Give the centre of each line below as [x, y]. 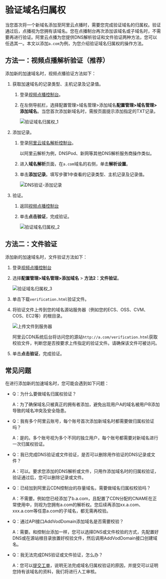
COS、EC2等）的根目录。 [39, 316]
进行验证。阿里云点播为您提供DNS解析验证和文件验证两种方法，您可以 [85, 37]
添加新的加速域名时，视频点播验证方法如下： [51, 73]
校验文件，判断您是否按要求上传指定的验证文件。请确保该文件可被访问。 [86, 343]
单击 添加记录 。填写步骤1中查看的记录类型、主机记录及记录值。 [83, 174]
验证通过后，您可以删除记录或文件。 [49, 477]
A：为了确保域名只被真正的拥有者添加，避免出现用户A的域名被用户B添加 [86, 405]
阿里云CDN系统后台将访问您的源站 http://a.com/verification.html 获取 [85, 337]
